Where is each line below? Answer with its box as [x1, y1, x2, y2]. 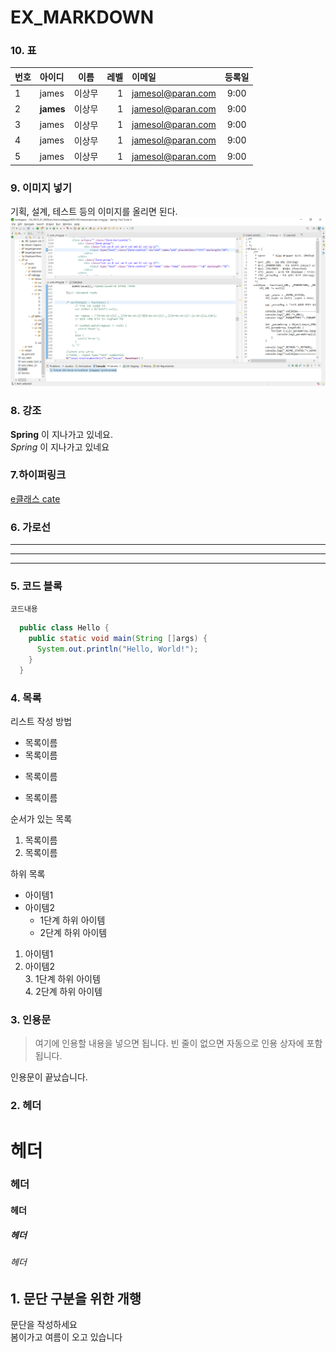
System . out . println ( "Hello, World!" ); [36, 644, 199, 655]
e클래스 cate [10, 492, 61, 505]
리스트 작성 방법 [10, 716, 73, 728]
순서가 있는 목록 [10, 813, 73, 825]
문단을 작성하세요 [10, 1319, 78, 1331]
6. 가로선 [10, 520, 52, 534]
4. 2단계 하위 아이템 [24, 986, 103, 998]
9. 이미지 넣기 [10, 181, 73, 195]
